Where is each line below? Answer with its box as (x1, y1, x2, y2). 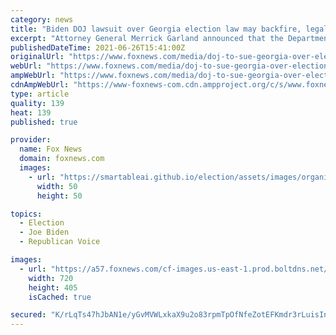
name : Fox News (19, 144, 83, 155)
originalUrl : (10, 52, 65, 62)
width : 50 (36, 181, 78, 191)
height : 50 (36, 191, 83, 201)
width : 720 (28, 273, 74, 283)
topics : (10, 209, 43, 219)
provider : (10, 135, 52, 145)
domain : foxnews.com (19, 154, 105, 164)
